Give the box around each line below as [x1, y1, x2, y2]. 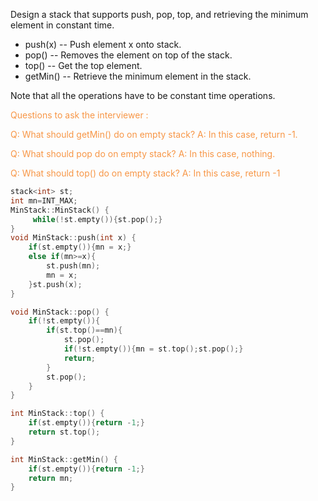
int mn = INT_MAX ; [10, 195, 78, 206]
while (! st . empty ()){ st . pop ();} [32, 214, 163, 224]
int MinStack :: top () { [10, 409, 105, 419]
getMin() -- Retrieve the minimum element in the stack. [24, 70, 252, 82]
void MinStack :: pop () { [10, 307, 110, 317]
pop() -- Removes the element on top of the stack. [24, 49, 233, 61]
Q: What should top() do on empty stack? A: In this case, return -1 [10, 167, 281, 179]
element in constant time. [10, 19, 115, 31]
